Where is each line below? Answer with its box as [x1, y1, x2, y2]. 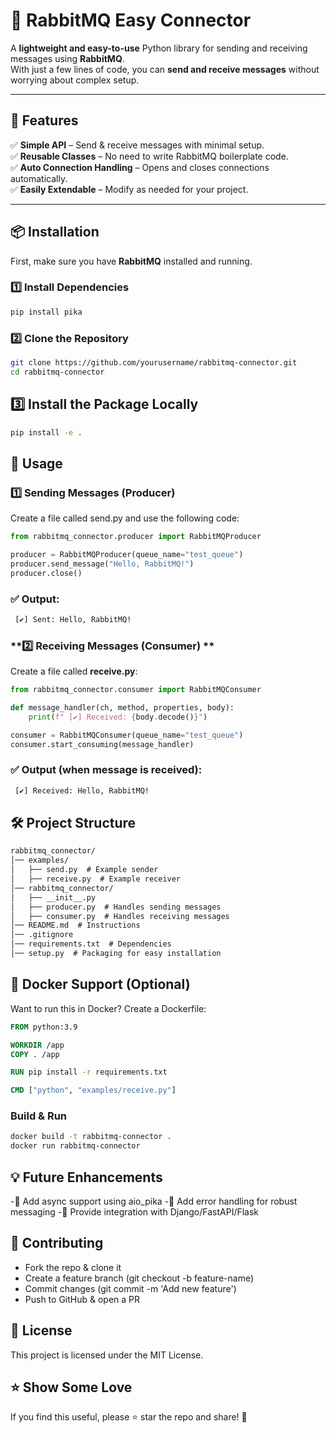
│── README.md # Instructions [10, 920, 141, 931]
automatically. [10, 172, 68, 184]
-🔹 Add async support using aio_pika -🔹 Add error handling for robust [10, 1195, 298, 1208]
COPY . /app [10, 1049, 60, 1059]
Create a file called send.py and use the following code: [10, 512, 240, 524]
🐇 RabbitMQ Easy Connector [10, 9, 252, 32]
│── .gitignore [10, 930, 74, 940]
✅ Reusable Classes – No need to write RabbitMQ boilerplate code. [10, 150, 289, 162]
